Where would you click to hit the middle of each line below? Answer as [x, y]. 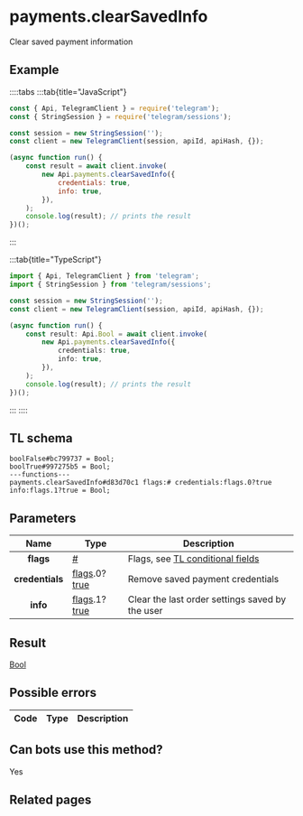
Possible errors [53, 693]
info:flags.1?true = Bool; [60, 491]
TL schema [41, 438]
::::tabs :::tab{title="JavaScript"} [69, 91]
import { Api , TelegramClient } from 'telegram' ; [105, 276]
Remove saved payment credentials [203, 580]
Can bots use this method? [87, 750]
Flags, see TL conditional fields [193, 559]
